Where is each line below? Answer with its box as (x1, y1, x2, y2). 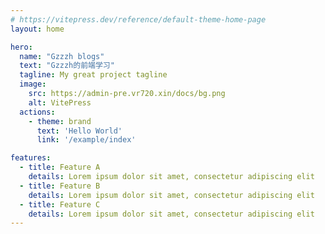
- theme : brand (28, 116, 92, 126)
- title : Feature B (19, 181, 101, 191)
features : (10, 153, 52, 163)
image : (19, 79, 47, 90)
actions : (19, 107, 56, 117)
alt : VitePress (28, 97, 92, 108)
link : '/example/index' (36, 135, 137, 145)
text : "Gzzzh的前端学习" (19, 61, 115, 71)
